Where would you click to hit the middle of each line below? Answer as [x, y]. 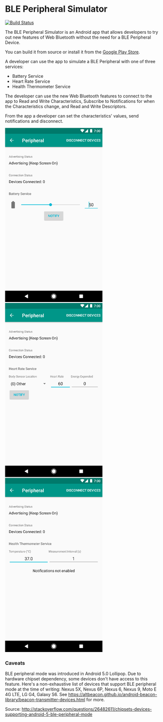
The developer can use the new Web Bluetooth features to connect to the [79, 96]
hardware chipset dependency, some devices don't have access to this [76, 679]
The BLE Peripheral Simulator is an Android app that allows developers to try [81, 32]
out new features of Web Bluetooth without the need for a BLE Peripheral [78, 37]
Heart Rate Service [31, 81]
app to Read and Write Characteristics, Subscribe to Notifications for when [80, 101]
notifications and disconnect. [34, 121]
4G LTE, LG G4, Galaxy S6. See [36, 695]
